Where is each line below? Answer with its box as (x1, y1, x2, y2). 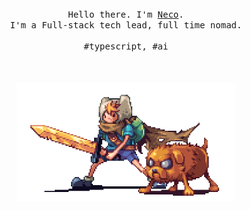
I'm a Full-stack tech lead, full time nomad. (9, 20, 243, 31)
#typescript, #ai (83, 41, 169, 52)
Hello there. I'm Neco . (67, 9, 185, 20)
